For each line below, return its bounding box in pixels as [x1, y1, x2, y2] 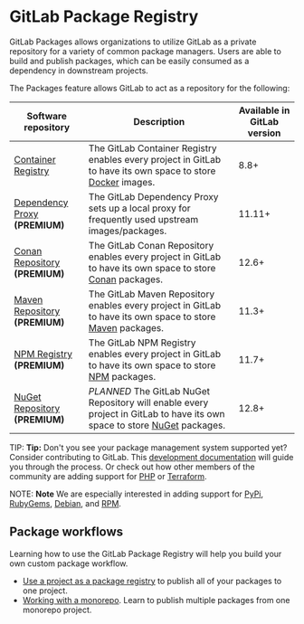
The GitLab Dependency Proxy [88, 190, 219, 203]
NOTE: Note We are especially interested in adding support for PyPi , [9, 488, 264, 499]
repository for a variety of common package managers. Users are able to [9, 45, 282, 56]
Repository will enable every [88, 396, 209, 409]
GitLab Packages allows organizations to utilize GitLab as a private [9, 36, 257, 47]
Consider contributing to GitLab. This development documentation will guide [9, 451, 294, 462]
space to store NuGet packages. [88, 419, 226, 431]
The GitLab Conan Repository [88, 239, 214, 251]
